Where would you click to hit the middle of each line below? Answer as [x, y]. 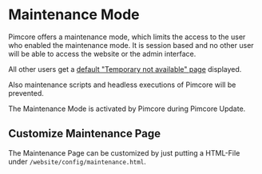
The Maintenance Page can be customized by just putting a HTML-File [124, 152]
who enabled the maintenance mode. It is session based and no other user [131, 45]
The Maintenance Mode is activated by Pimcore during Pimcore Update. [127, 109]
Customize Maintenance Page [85, 134]
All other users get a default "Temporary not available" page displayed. [125, 69]
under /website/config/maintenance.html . [77, 161]
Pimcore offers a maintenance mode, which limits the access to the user [127, 37]
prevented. [26, 93]
